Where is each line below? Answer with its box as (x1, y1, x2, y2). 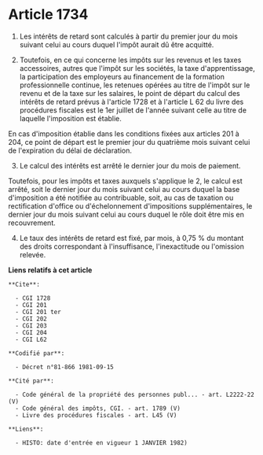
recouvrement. (8, 218, 57, 227)
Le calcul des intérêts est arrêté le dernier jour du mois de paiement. (19, 161, 241, 170)
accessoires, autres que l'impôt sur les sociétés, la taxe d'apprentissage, (19, 63, 255, 72)
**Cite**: (8, 280, 41, 288)
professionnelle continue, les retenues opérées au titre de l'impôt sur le (19, 80, 250, 90)
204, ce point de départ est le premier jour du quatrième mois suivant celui (8, 137, 250, 146)
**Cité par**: (8, 376, 55, 385)
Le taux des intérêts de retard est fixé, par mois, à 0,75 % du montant (19, 233, 244, 242)
